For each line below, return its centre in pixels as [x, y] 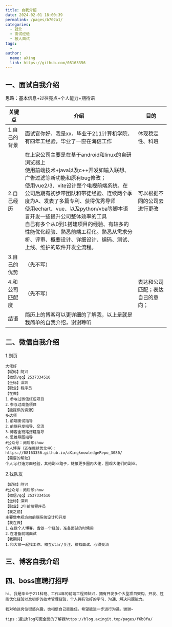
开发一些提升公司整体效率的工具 [68, 216]
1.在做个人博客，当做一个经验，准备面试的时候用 [49, 528]
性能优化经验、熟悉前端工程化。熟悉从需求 [76, 232]
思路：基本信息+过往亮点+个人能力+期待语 [50, 98]
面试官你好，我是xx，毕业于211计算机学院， [79, 134]
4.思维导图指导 [19, 437]
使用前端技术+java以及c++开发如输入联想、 [77, 170]
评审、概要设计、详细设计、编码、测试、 [84, 239]
